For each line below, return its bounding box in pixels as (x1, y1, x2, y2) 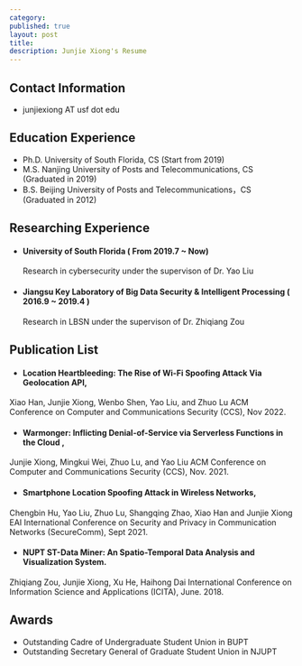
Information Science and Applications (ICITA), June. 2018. (9, 586, 224, 597)
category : (9, 13, 47, 23)
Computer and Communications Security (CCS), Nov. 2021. (9, 467, 230, 477)
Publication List (9, 342, 99, 357)
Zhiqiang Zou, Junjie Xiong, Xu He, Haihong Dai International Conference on (9, 577, 292, 587)
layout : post (9, 30, 59, 39)
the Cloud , (22, 437, 65, 448)
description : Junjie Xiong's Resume (9, 47, 147, 56)
